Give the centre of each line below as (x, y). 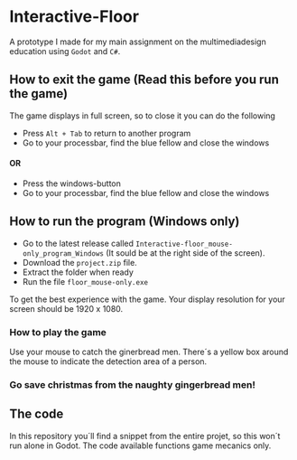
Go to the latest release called (78, 243)
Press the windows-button (72, 183)
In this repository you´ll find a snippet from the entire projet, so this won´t (145, 436)
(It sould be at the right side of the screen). (185, 253)
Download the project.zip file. (79, 262)
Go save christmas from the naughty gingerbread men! (132, 384)
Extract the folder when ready (78, 272)
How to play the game (58, 332)
